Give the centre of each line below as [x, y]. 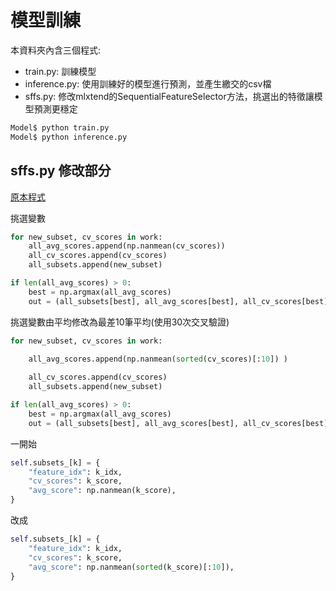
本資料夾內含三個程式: [56, 50]
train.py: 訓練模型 [60, 71]
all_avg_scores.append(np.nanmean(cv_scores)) [127, 246]
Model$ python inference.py [69, 137]
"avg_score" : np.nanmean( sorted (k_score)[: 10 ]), [131, 567]
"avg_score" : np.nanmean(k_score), [102, 491]
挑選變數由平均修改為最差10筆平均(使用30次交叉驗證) [120, 322]
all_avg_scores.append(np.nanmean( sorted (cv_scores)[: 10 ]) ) [158, 359]
